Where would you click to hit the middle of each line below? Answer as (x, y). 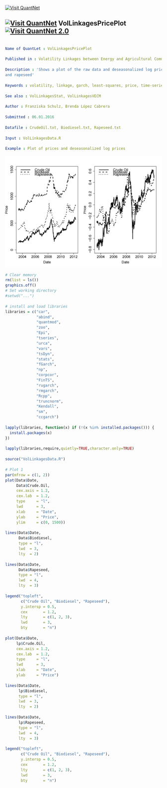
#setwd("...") (20, 296)
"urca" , (44, 343)
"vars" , (44, 349)
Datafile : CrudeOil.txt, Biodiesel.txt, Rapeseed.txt (63, 127)
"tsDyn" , (45, 354)
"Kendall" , (47, 406)
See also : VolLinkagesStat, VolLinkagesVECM (53, 96)
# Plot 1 (14, 469)
